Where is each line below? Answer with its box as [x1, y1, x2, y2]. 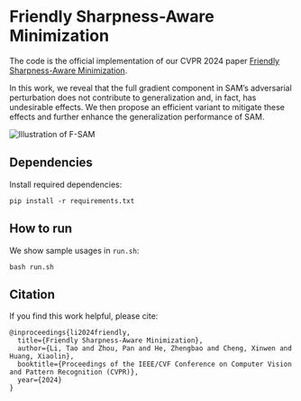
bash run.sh [9, 262, 54, 272]
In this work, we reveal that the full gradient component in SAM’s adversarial [9, 82, 293, 93]
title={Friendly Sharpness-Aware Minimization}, [17, 336, 204, 345]
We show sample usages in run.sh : [9, 245, 140, 256]
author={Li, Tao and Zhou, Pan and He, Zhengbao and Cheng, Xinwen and [17, 344, 293, 353]
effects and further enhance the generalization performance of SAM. [9, 111, 265, 122]
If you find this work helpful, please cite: [9, 311, 159, 322]
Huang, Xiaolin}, [9, 352, 75, 361]
